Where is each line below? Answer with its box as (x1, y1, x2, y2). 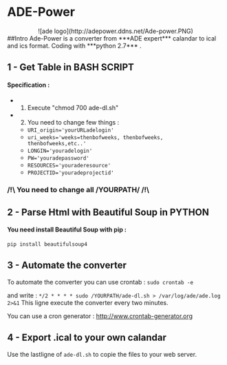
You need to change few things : (27, 118, 120, 126)
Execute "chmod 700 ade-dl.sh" (27, 103, 119, 112)
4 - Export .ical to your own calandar (7, 332, 167, 344)
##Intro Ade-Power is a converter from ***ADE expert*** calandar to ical (7, 34, 217, 42)
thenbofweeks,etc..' (27, 140, 87, 147)
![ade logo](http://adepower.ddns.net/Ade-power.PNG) (37, 27, 194, 35)
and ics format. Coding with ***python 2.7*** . (7, 41, 142, 50)
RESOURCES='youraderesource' (27, 162, 111, 169)
